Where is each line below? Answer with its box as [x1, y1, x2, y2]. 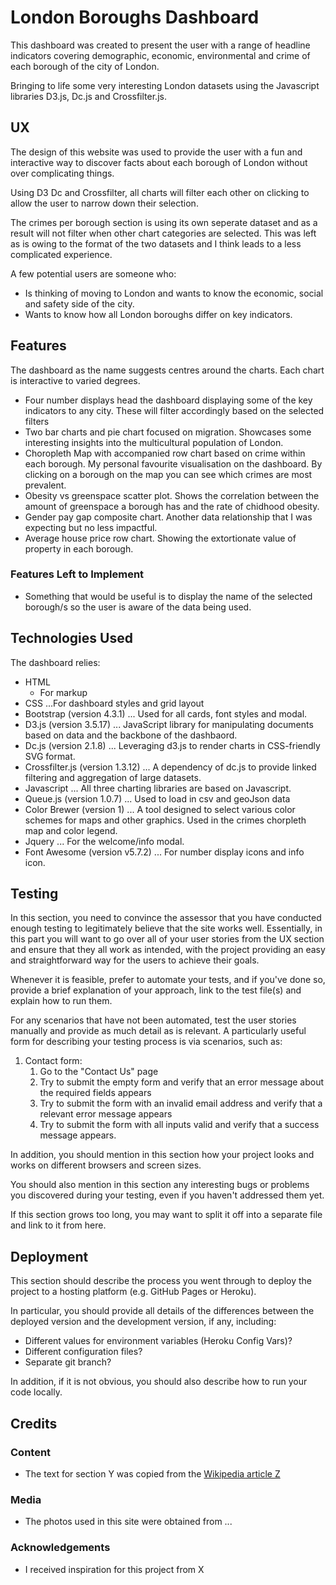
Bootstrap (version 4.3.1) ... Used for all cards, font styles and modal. [24, 707, 308, 720]
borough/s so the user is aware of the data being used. [24, 601, 252, 613]
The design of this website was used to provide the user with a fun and [10, 146, 303, 158]
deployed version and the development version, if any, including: [10, 1316, 277, 1328]
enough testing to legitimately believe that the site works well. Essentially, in [10, 922, 323, 935]
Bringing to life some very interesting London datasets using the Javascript [10, 79, 320, 91]
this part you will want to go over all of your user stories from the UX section [10, 933, 325, 945]
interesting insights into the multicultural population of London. [24, 436, 284, 448]
